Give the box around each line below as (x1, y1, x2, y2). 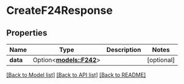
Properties (6, 28, 48, 38)
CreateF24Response (6, 4, 113, 18)
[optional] (147, 56, 175, 64)
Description (106, 46, 141, 54)
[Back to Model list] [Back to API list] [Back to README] (6, 71, 146, 79)
